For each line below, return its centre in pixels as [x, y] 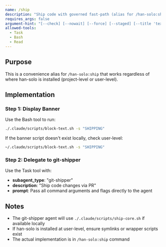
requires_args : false [27, 19]
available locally [29, 224]
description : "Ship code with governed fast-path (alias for [69, 14]
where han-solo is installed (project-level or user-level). [62, 79]
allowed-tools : [21, 28]
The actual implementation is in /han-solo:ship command [71, 239]
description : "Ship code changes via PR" [54, 186]
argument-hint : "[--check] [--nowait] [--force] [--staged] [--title [78, 24]
